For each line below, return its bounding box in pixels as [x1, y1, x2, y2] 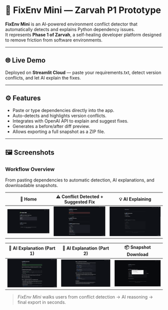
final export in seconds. [17, 299, 66, 305]
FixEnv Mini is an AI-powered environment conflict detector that [5, 21, 137, 27]
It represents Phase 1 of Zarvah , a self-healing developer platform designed [5, 31, 161, 37]
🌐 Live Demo [5, 56, 46, 64]
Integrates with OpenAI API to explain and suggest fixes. [12, 117, 128, 124]
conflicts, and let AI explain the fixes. [5, 74, 81, 80]
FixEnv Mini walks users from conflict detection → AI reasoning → [17, 293, 153, 299]
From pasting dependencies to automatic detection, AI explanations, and [5, 177, 155, 183]
